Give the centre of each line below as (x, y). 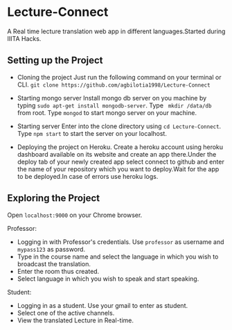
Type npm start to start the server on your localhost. (92, 133)
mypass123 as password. (51, 249)
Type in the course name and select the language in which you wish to (118, 257)
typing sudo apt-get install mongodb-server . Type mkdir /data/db (114, 105)
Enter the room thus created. (58, 271)
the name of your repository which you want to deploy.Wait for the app (118, 169)
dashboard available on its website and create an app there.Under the (117, 154)
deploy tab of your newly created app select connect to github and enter (121, 162)
